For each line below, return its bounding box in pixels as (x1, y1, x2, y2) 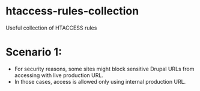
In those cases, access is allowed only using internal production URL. (14, 78, 186, 85)
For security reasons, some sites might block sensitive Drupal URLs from (14, 65, 195, 72)
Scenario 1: (5, 45, 62, 59)
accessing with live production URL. (14, 71, 103, 79)
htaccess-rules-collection (5, 4, 139, 18)
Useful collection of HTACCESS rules (5, 24, 97, 31)
